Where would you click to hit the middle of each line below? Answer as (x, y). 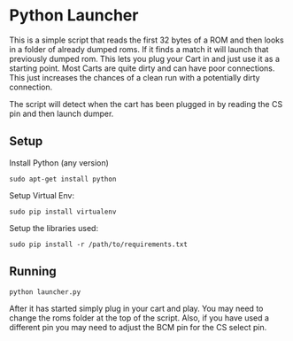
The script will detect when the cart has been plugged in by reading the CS (146, 104)
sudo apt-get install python (63, 179)
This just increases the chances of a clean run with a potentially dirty (135, 77)
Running (33, 271)
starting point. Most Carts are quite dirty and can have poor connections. (142, 68)
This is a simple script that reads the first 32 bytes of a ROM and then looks (147, 40)
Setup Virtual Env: (42, 195)
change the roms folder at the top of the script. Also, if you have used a (139, 318)
